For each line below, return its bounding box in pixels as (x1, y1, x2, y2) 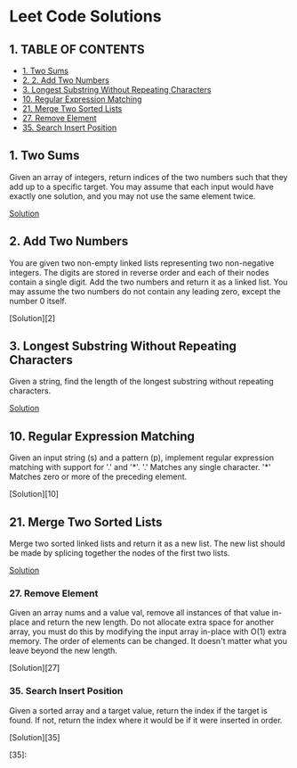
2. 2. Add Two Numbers (21, 75, 109, 86)
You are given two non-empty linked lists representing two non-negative (9, 257, 275, 268)
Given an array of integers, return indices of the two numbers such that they (9, 171, 288, 182)
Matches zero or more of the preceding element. (9, 471, 188, 483)
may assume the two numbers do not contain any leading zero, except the (9, 285, 281, 296)
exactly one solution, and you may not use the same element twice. (9, 190, 256, 202)
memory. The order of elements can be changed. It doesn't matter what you (9, 636, 287, 647)
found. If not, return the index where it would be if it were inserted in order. (9, 714, 283, 725)
